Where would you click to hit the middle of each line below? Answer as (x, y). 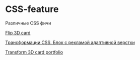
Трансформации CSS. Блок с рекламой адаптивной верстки (70, 42)
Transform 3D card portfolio (34, 52)
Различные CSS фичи (28, 23)
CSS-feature (32, 9)
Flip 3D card (18, 32)
